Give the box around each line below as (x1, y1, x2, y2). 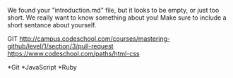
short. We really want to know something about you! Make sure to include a (7, 13, 227, 22)
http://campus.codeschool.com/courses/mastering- (19, 34, 171, 43)
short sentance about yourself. (7, 21, 97, 29)
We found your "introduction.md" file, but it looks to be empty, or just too (7, 6, 220, 14)
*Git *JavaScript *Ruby (7, 63, 78, 71)
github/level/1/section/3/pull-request (7, 42, 114, 50)
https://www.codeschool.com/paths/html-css (7, 49, 140, 58)
